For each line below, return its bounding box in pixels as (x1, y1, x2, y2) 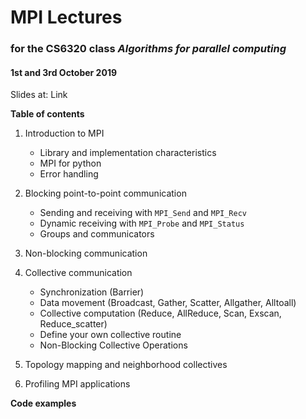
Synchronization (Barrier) (39, 286, 145, 298)
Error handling (39, 168, 99, 180)
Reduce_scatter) (39, 318, 108, 330)
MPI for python (39, 157, 102, 170)
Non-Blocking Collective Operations (39, 339, 188, 351)
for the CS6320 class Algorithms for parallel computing (10, 42, 287, 56)
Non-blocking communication (24, 247, 148, 260)
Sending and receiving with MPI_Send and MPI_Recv (39, 207, 248, 219)
